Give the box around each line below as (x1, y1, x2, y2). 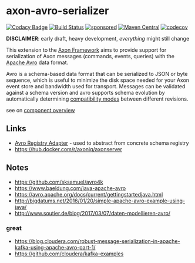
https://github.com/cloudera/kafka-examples (14, 250, 124, 257)
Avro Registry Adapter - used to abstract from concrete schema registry (14, 139, 189, 147)
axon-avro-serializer (6, 4, 109, 18)
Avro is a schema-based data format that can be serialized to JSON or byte (6, 70, 188, 77)
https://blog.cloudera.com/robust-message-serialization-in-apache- (14, 237, 180, 245)
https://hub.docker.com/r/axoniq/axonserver (14, 145, 122, 152)
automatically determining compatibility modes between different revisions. (6, 95, 189, 102)
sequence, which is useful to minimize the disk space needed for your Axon (6, 76, 190, 84)
